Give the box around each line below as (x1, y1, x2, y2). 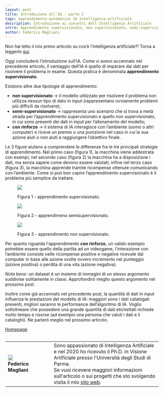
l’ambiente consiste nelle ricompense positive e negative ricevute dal (5, 251, 144, 257)
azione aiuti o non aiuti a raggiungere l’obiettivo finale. (12, 134, 121, 140)
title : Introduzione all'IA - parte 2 (5, 12, 84, 17)
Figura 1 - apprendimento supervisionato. (17, 194, 100, 199)
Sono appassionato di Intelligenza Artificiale (53, 342, 155, 348)
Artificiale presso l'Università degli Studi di (53, 354, 151, 361)
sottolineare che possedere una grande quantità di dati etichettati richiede (5, 307, 154, 312)
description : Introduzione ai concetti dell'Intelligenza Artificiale (5, 21, 152, 26)
